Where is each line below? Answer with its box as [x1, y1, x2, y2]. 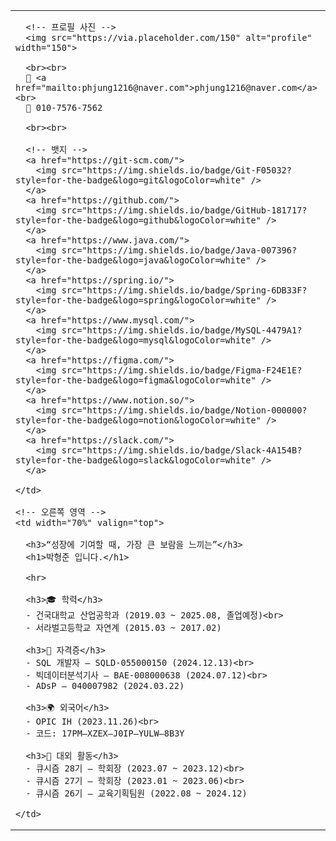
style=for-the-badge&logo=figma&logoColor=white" [15, 375, 257, 386]
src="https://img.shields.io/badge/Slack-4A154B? [61, 445, 303, 456]
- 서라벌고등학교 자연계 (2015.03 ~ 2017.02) [25, 622, 222, 633]
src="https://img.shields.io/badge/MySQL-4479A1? [61, 325, 303, 336]
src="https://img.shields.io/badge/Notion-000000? [61, 405, 308, 416]
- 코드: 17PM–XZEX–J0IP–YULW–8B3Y [25, 728, 185, 739]
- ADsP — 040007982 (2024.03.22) [25, 680, 185, 691]
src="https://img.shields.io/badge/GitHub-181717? [61, 205, 308, 216]
